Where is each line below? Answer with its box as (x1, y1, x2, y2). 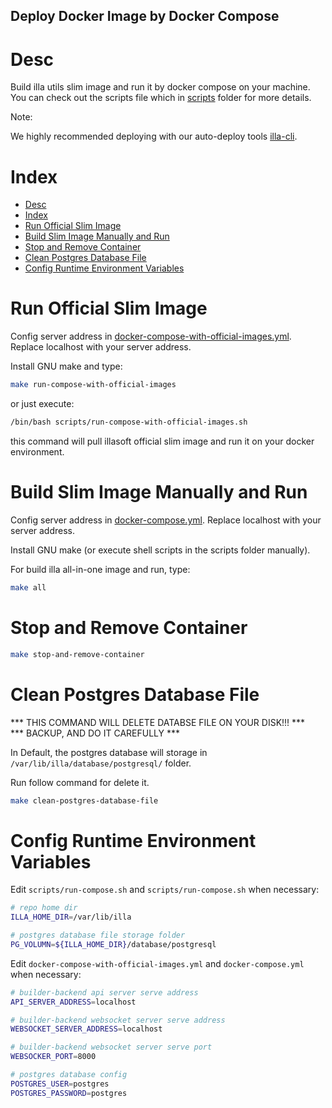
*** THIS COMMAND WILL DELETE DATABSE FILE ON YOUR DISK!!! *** (10, 716, 306, 728)
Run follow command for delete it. (10, 776, 150, 788)
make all (10, 582, 47, 593)
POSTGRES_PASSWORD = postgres (10, 1088, 128, 1098)
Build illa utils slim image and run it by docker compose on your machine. (10, 81, 311, 93)
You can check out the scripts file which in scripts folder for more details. (10, 92, 312, 104)
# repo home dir (10, 903, 78, 913)
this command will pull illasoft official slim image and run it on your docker (10, 435, 315, 447)
